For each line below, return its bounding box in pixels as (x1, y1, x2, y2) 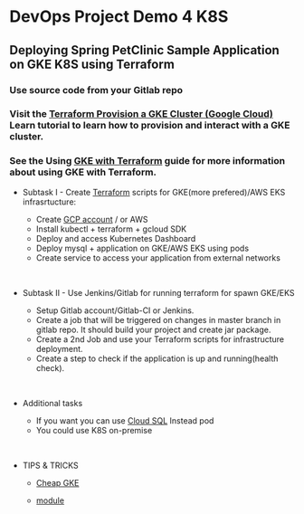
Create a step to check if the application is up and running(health (35, 353, 279, 364)
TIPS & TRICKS (22, 460, 79, 471)
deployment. (35, 343, 83, 354)
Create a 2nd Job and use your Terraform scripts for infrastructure (35, 333, 285, 345)
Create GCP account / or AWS (35, 214, 148, 224)
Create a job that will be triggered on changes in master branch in (35, 314, 281, 325)
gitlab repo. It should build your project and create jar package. (35, 324, 271, 335)
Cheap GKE (35, 477, 80, 488)
